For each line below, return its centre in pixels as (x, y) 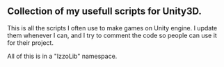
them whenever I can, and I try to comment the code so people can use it (112, 35)
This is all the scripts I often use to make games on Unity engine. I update (112, 28)
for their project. (31, 42)
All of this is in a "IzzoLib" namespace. (62, 56)
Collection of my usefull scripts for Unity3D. (104, 11)
